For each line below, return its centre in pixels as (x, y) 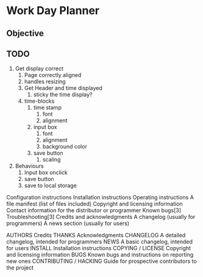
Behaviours (29, 166)
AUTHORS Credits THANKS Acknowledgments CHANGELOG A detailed (96, 235)
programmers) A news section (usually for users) (68, 223)
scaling (52, 160)
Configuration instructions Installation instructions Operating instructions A (100, 198)
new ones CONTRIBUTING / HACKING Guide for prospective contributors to (101, 261)
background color (65, 147)
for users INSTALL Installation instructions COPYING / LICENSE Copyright (98, 248)
